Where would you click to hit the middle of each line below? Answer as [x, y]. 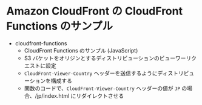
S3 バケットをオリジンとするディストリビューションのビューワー [105, 58]
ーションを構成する [48, 80]
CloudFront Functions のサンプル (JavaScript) [81, 50]
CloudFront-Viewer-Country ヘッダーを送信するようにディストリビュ [109, 73]
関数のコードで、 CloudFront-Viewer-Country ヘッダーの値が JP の [106, 88]
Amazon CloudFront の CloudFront [95, 11]
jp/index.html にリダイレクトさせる [80, 95]
